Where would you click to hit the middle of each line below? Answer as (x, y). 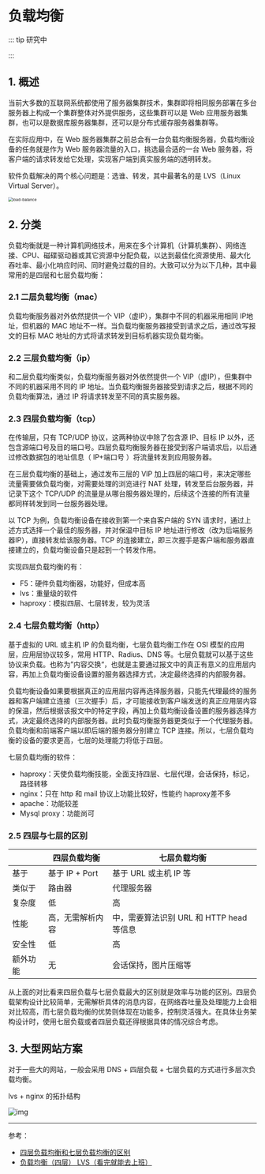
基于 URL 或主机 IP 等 (152, 873)
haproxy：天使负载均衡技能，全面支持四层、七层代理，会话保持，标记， (136, 774)
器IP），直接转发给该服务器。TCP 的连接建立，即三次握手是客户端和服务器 (128, 540)
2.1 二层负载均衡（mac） (55, 297)
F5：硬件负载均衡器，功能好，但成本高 (82, 583)
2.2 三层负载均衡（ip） (52, 358)
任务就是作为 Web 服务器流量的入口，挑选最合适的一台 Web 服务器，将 (137, 149)
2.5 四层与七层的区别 (48, 835)
